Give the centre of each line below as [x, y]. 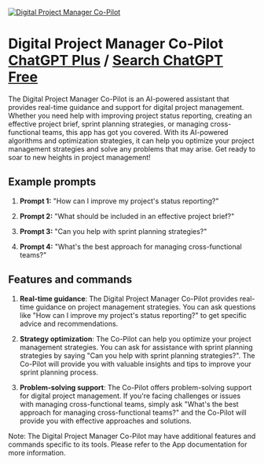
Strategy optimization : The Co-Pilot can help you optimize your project [135, 338]
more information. [37, 452]
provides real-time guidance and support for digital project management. [126, 107]
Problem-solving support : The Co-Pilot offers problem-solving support [136, 387]
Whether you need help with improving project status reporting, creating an [130, 115]
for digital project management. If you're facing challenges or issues [130, 396]
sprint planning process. [59, 372]
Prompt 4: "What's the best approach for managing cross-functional [130, 247]
